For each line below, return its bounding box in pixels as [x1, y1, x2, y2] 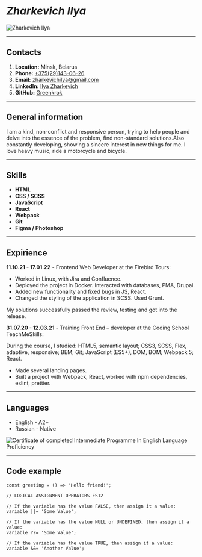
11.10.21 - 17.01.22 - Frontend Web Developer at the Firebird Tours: [6, 264, 171, 271]
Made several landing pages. [14, 367, 87, 374]
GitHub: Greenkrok [14, 89, 63, 96]
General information [6, 112, 83, 122]
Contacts [6, 47, 42, 58]
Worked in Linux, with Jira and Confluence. [14, 275, 122, 282]
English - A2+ [14, 419, 49, 426]
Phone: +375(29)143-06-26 [14, 69, 85, 76]
